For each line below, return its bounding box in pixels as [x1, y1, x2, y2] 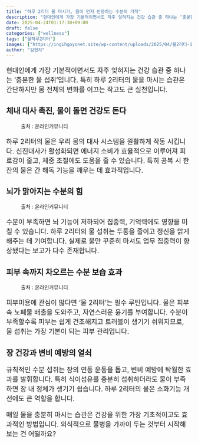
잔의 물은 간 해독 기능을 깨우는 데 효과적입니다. [6, 166, 143, 175]
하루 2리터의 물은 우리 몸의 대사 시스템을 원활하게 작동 [6, 137, 166, 146]
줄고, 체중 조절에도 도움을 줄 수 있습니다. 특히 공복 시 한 [26, 156, 190, 165]
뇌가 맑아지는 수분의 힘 [6, 186, 84, 196]
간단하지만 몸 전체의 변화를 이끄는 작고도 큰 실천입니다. [6, 85, 168, 94]
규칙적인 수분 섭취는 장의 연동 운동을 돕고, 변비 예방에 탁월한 [6, 365, 184, 374]
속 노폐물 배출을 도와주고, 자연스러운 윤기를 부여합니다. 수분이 [6, 308, 188, 317]
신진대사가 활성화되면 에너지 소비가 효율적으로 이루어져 [15, 147, 179, 155]
